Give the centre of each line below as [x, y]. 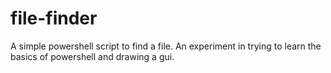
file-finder [54, 18]
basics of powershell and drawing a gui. [92, 56]
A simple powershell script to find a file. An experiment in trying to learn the [166, 46]
